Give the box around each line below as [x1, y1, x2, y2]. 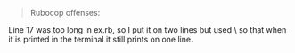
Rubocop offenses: [29, 8, 101, 18]
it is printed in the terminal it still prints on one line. [8, 34, 193, 44]
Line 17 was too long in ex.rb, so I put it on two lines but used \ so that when [8, 25, 287, 34]
